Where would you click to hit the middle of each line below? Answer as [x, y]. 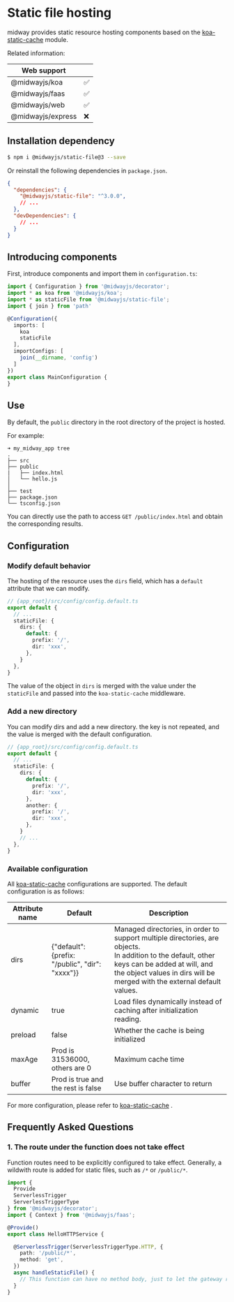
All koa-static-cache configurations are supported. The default [97, 884]
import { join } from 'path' [49, 306]
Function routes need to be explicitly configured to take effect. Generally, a [115, 1162]
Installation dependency [61, 141]
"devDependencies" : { [45, 216]
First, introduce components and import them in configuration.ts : [102, 274]
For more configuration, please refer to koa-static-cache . [90, 1105]
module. [56, 39]
